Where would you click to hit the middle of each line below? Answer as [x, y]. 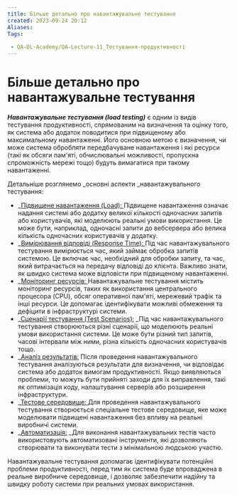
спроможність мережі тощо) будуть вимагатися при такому [99, 162]
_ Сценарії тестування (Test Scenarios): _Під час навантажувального [120, 318]
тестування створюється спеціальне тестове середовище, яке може [122, 410]
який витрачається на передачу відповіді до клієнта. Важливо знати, [122, 266]
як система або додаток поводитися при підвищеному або [97, 132]
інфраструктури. [43, 394]
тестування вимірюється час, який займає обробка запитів [108, 251]
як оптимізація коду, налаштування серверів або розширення [111, 387]
